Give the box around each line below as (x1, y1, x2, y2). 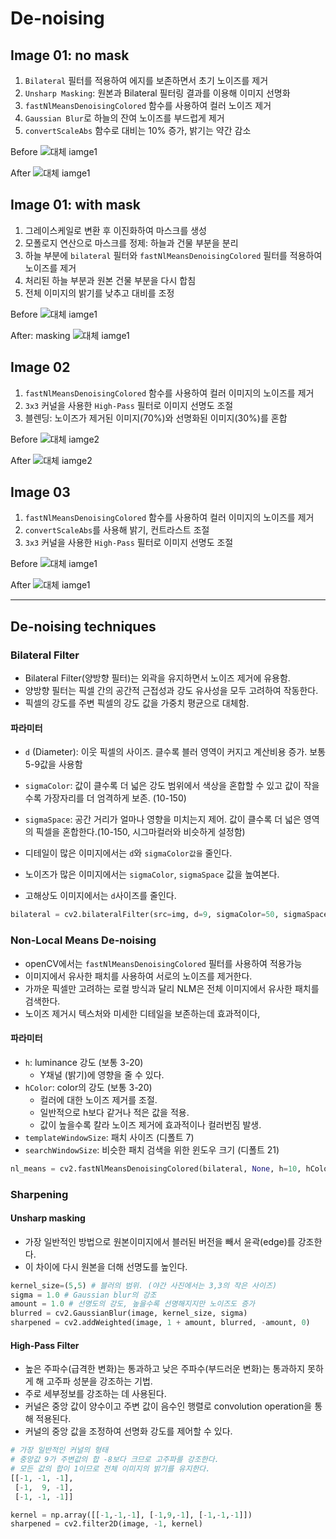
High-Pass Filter (10, 1339, 80, 1351)
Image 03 (10, 484, 71, 501)
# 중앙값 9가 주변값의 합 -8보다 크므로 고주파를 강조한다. (10, 1455, 220, 1465)
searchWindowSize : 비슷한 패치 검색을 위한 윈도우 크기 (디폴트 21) (24, 1143, 280, 1156)
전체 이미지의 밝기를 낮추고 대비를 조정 (24, 287, 175, 299)
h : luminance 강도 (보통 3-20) (24, 1056, 144, 1068)
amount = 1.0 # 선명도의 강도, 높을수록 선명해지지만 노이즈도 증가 (10, 1299, 256, 1309)
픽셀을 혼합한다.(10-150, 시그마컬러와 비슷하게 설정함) (35, 826, 246, 838)
